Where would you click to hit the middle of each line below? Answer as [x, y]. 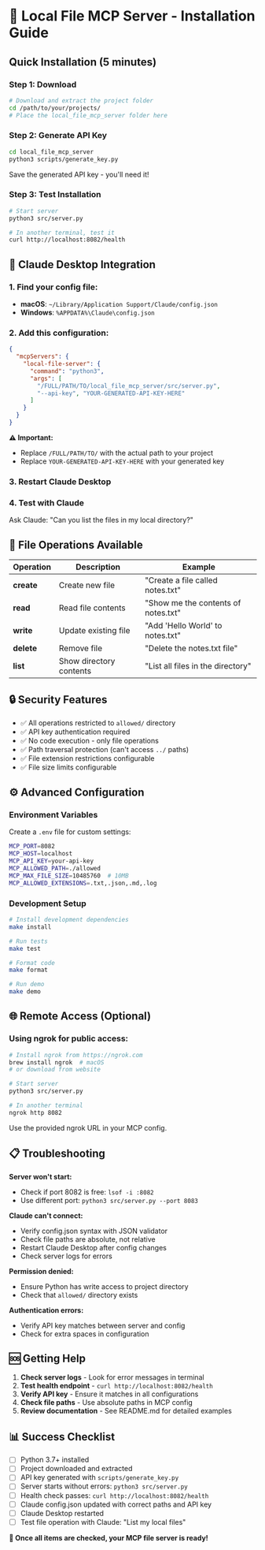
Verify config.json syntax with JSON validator [94, 1231]
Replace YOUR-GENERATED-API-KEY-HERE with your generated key [122, 461]
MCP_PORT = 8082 [32, 847]
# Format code [32, 963]
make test [25, 948]
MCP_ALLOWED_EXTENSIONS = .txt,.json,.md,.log [83, 883]
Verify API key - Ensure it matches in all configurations [109, 1394]
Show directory [87, 661]
